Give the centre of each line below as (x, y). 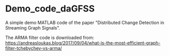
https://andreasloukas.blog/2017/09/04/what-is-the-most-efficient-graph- (83, 42)
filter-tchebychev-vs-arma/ (34, 48)
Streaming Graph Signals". (33, 27)
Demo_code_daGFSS (50, 9)
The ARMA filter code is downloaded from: (50, 37)
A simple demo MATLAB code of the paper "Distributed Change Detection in (85, 22)
